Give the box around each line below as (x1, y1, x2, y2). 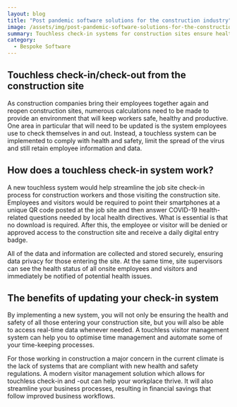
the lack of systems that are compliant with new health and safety (7, 362, 199, 370)
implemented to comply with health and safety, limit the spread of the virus (7, 136, 225, 145)
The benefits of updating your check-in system (7, 292, 219, 304)
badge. (7, 236, 28, 244)
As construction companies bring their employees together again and (7, 99, 209, 107)
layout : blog (7, 10, 46, 18)
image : (7, 23, 27, 30)
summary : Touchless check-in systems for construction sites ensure (7, 30, 213, 37)
